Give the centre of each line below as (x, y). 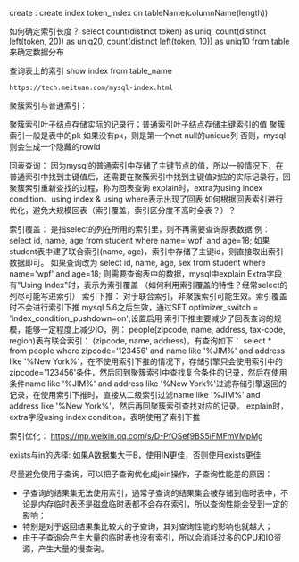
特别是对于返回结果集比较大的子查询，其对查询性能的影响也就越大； (147, 526)
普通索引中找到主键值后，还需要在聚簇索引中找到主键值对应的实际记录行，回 (150, 177)
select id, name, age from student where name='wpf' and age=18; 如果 (140, 240)
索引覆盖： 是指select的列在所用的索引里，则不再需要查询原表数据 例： (140, 229)
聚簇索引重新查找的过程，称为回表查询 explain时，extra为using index (136, 188)
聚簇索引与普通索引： (48, 105)
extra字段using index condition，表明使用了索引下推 (105, 417)
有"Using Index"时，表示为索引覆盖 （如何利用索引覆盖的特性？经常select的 (149, 285)
